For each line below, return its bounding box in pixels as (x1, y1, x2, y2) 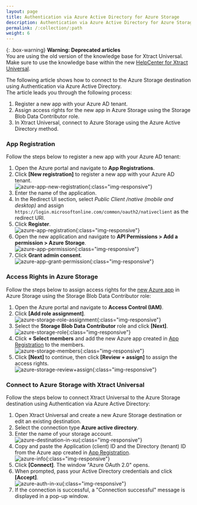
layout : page (6, 8, 38, 15)
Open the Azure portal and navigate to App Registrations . (14, 165, 155, 172)
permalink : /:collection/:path (6, 25, 83, 31)
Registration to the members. (14, 341, 85, 348)
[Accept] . (14, 474, 39, 481)
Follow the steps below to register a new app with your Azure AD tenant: (6, 153, 181, 160)
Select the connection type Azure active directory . (14, 424, 139, 431)
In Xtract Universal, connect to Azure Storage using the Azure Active (14, 119, 181, 126)
